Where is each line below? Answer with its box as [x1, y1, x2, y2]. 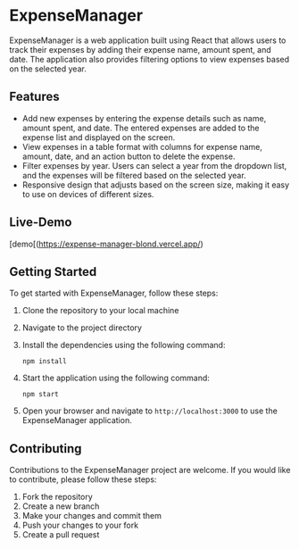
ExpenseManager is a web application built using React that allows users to [9, 35, 287, 46]
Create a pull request [21, 529, 100, 540]
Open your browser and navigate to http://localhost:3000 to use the [21, 405, 278, 416]
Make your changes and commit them [21, 511, 162, 521]
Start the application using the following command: [21, 372, 210, 384]
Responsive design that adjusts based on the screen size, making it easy [21, 179, 290, 190]
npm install [21, 357, 67, 366]
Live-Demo [9, 215, 72, 230]
